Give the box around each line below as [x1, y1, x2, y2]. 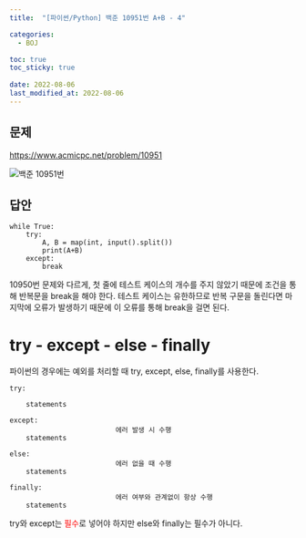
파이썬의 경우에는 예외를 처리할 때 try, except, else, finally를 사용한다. [9, 366, 260, 377]
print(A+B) [42, 246, 84, 255]
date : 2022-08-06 [9, 80, 76, 89]
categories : [9, 29, 55, 39]
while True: [9, 222, 55, 232]
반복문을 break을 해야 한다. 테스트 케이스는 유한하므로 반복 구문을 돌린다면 [18, 291, 284, 302]
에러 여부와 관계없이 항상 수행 [115, 493, 213, 502]
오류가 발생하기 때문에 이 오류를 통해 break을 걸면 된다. [33, 302, 230, 313]
